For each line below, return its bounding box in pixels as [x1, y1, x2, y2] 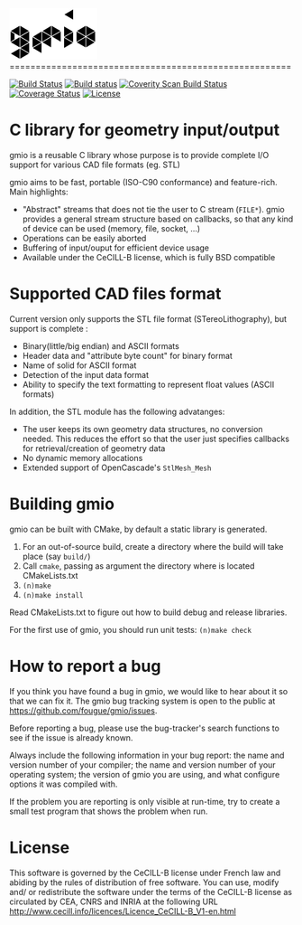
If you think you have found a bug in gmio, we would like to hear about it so [9, 685, 288, 696]
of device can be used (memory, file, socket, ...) [22, 222, 201, 233]
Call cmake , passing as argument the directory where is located [22, 560, 255, 571]
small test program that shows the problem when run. [9, 806, 208, 816]
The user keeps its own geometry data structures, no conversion [22, 423, 263, 434]
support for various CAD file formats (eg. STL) [9, 159, 180, 170]
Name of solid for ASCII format [22, 360, 137, 371]
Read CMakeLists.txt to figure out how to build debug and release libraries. [9, 607, 288, 618]
